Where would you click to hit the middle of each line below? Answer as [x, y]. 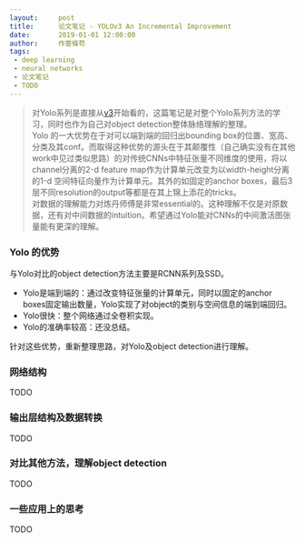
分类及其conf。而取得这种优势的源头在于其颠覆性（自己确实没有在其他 [163, 146]
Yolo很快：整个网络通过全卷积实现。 [90, 316]
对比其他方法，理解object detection [89, 463]
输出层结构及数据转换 [56, 417]
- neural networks [48, 69]
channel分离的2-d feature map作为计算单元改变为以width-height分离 [161, 169]
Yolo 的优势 [34, 252]
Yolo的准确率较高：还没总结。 [79, 326]
